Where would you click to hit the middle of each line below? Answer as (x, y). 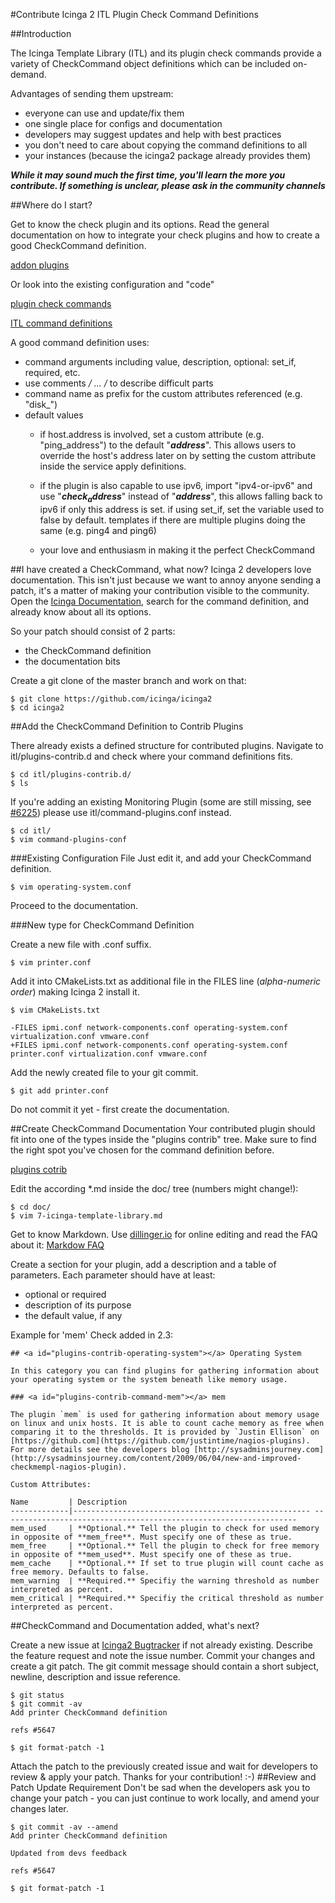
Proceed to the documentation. (74, 905)
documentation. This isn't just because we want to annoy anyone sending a (166, 580)
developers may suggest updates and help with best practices (153, 134)
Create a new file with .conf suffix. (81, 944)
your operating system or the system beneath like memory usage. (149, 1379)
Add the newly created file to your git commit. (104, 1072)
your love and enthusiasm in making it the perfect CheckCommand (177, 550)
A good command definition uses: (80, 342)
